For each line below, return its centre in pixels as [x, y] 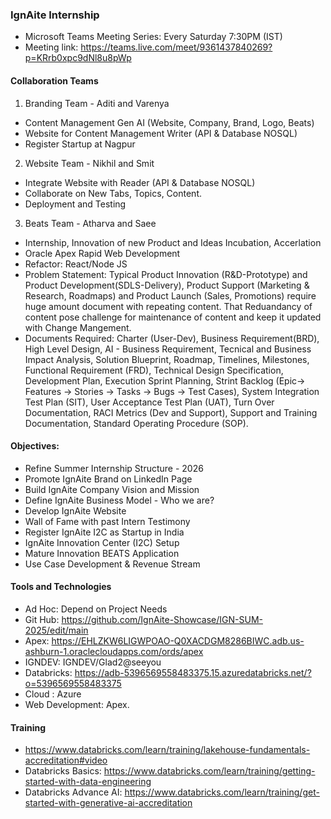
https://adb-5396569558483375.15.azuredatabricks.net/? [193, 672]
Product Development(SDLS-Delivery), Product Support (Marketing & [167, 285]
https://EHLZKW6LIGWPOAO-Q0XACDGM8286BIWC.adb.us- [178, 640]
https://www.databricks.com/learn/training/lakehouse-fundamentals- [167, 750]
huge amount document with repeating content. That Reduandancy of [168, 306]
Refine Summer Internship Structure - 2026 [114, 468]
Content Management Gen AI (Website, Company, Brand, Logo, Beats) [169, 122]
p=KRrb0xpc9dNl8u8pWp [78, 58]
